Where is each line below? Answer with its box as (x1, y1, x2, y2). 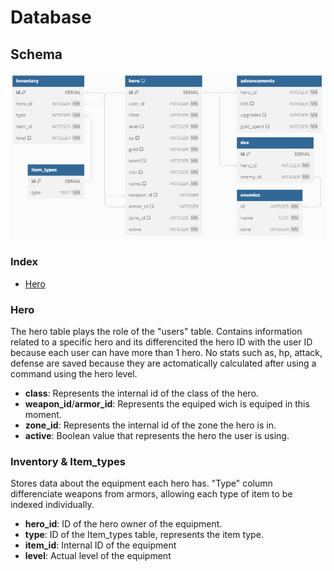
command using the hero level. (10, 367, 138, 380)
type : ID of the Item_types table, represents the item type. (24, 529, 264, 541)
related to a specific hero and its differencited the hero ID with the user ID (10, 336, 313, 348)
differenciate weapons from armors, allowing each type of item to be (10, 488, 293, 500)
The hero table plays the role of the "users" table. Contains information (10, 325, 303, 337)
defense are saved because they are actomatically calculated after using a (10, 357, 317, 369)
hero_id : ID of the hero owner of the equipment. (24, 518, 223, 530)
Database (10, 6, 92, 29)
